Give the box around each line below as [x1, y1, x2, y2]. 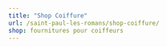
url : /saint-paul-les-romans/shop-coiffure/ [8, 19, 160, 27]
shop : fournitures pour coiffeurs [8, 26, 124, 34]
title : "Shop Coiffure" [8, 11, 88, 20]
